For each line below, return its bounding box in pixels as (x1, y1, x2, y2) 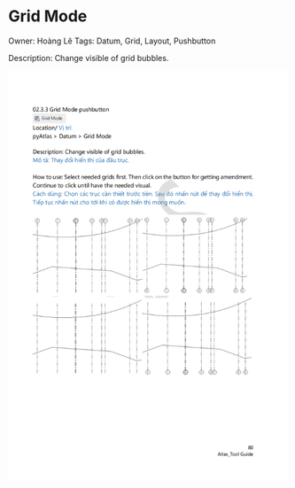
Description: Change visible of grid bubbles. (8, 52, 169, 63)
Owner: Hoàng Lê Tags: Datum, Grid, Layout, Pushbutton (8, 35, 216, 46)
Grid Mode (8, 6, 88, 27)
